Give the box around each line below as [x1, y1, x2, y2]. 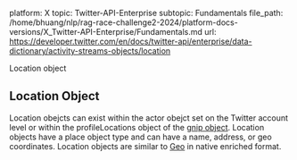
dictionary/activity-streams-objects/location [9, 46, 171, 56]
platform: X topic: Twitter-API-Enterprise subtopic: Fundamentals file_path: [9, 8, 284, 18]
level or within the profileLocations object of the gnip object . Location [9, 122, 265, 132]
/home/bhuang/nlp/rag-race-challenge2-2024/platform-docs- [9, 17, 238, 28]
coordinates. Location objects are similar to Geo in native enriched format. [9, 140, 282, 151]
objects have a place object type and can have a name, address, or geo [9, 131, 272, 142]
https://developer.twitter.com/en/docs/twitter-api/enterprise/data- [9, 36, 252, 46]
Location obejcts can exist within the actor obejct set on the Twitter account [9, 112, 288, 123]
